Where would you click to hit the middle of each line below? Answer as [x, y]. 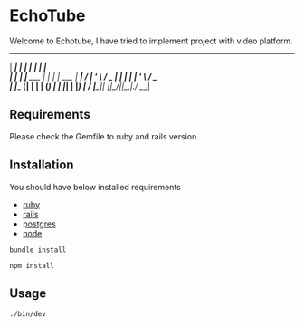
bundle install [38, 250]
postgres [39, 224]
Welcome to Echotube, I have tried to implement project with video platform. [152, 41]
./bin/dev [28, 314]
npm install [32, 265]
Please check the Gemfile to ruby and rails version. [104, 136]
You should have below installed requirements [95, 187]
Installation [42, 165]
